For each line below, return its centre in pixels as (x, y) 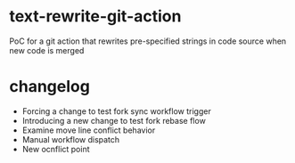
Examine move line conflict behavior (89, 130)
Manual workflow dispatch (71, 139)
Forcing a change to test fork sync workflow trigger (116, 111)
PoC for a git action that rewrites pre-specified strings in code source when (148, 41)
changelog (50, 87)
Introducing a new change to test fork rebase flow (114, 120)
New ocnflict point (56, 149)
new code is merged (47, 50)
